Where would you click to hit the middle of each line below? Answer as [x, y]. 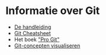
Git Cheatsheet [32, 33]
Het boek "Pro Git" [37, 39]
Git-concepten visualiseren [47, 46]
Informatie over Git [53, 11]
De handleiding [33, 27]
